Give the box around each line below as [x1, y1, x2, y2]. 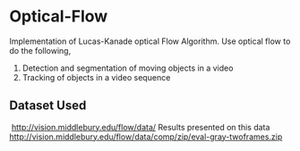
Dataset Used [9, 98, 87, 113]
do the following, [9, 45, 72, 55]
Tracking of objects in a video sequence [21, 71, 171, 82]
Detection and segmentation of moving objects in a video [21, 63, 234, 73]
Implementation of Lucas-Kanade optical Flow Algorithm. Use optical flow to [9, 36, 291, 46]
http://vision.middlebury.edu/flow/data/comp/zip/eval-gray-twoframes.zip [9, 131, 283, 142]
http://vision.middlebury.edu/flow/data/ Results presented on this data [11, 122, 270, 132]
